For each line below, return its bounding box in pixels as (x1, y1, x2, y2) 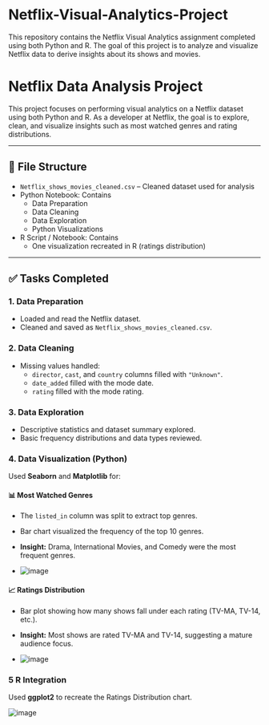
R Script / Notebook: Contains (19, 233, 118, 242)
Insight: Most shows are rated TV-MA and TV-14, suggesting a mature (19, 630, 253, 639)
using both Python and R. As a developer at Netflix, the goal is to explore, (8, 112, 250, 122)
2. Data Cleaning (8, 342, 74, 354)
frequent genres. (19, 551, 76, 561)
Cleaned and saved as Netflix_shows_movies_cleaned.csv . (19, 322, 212, 332)
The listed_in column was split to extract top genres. (19, 511, 198, 520)
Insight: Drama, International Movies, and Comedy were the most (19, 542, 236, 552)
